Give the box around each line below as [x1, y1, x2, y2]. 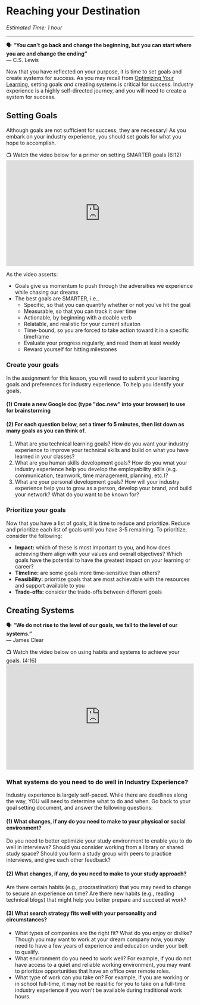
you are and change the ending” [6, 50, 87, 57]
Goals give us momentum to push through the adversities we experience [14, 282, 193, 290]
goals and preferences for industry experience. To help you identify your [6, 380, 185, 388]
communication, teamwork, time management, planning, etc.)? [14, 472, 168, 479]
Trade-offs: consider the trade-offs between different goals [14, 588, 162, 595]
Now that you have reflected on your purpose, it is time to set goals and [6, 67, 182, 75]
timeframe [23, 333, 49, 340]
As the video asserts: [6, 271, 58, 278]
